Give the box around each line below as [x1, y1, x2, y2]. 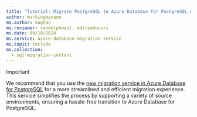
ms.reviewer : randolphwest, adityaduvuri [6, 25, 109, 31]
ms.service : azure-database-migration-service [6, 36, 122, 42]
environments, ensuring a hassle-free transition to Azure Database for [6, 98, 175, 105]
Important [6, 68, 30, 75]
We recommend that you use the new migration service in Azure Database [6, 80, 186, 87]
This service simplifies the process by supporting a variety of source [6, 92, 172, 99]
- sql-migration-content [11, 52, 72, 58]
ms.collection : [6, 47, 43, 53]
